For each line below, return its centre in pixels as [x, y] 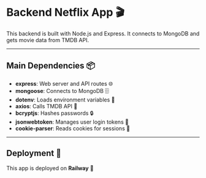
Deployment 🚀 [34, 153]
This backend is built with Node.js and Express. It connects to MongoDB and [103, 33]
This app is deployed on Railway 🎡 [50, 168]
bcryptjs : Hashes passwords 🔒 [54, 113]
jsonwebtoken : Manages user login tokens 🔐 [72, 122]
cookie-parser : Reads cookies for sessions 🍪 [73, 128]
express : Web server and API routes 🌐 [64, 83]
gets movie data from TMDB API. [48, 40]
